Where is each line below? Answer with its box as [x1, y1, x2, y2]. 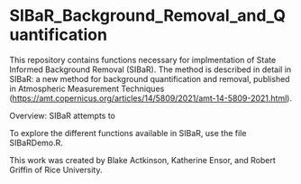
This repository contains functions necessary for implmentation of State [9, 54, 277, 65]
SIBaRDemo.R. [9, 137, 63, 148]
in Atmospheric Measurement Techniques [9, 83, 165, 94]
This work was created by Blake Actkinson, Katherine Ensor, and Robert [9, 154, 277, 165]
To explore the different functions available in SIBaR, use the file [9, 127, 247, 138]
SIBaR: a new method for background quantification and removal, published [9, 73, 290, 84]
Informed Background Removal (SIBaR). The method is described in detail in [9, 64, 292, 75]
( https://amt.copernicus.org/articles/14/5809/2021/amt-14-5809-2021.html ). [9, 92, 293, 104]
